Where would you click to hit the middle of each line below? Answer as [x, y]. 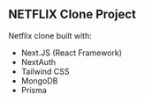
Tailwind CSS [45, 71]
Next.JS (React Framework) [72, 53]
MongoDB [39, 80]
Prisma [34, 90]
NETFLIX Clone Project [72, 15]
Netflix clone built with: [50, 35]
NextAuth [38, 62]
